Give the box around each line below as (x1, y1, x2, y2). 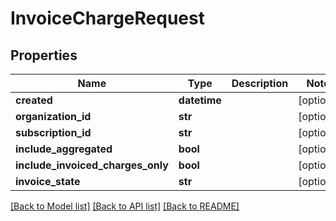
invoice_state (15, 175, 81, 188)
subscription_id (15, 126, 92, 139)
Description (231, 77, 289, 90)
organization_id (15, 110, 92, 123)
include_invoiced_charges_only (15, 158, 169, 172)
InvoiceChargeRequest (10, 7, 205, 30)
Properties (10, 47, 78, 64)
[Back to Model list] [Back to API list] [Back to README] (10, 200, 240, 212)
